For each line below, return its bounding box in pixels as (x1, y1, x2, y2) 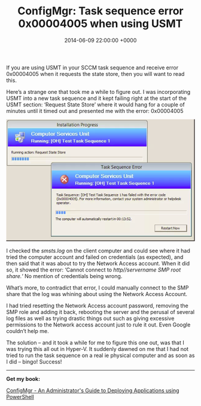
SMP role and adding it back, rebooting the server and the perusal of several (6, 308, 195, 315)
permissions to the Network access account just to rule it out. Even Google (6, 321, 191, 328)
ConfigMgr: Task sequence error (17, 4, 184, 18)
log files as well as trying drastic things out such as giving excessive (6, 315, 175, 322)
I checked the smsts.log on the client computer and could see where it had (6, 247, 190, 254)
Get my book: (6, 375, 41, 382)
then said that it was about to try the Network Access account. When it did (6, 260, 190, 267)
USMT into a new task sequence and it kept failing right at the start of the (6, 94, 187, 102)
